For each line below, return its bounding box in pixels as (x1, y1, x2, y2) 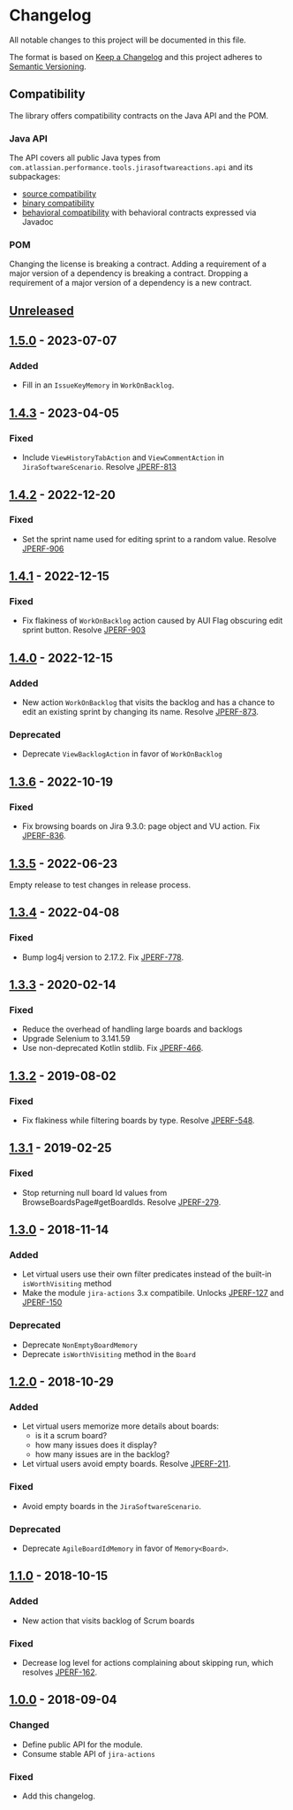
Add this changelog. (21, 1791, 95, 1801)
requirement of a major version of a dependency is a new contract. (9, 278, 252, 288)
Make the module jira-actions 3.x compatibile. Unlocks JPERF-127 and (21, 1288, 284, 1299)
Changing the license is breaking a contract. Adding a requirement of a (9, 258, 267, 270)
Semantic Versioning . (9, 61, 86, 72)
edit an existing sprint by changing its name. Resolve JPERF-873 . (21, 707, 259, 717)
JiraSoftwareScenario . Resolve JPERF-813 (21, 462, 177, 472)
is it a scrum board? (34, 1430, 108, 1441)
